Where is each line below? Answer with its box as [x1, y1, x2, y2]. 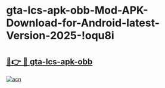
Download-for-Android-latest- [6, 16, 160, 30]
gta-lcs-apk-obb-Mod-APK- [6, 4, 148, 17]
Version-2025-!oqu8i [6, 29, 114, 42]
